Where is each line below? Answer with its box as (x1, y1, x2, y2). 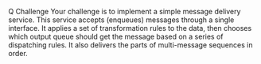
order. (8, 49, 28, 58)
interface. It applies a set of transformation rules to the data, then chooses (8, 24, 252, 32)
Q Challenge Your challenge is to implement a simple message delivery (8, 7, 241, 16)
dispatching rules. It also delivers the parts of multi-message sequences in (8, 40, 253, 50)
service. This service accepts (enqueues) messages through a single (8, 15, 235, 24)
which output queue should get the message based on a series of (8, 32, 224, 41)
